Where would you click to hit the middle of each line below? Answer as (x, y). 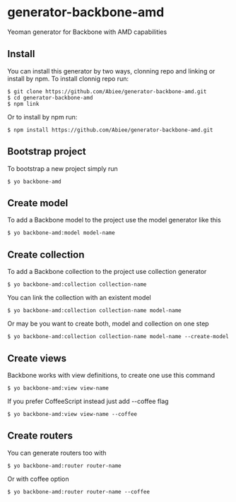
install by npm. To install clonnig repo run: (68, 78)
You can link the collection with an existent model (79, 298)
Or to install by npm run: (42, 116)
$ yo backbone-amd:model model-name (61, 233)
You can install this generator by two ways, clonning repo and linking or (111, 71)
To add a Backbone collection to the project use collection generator (107, 272)
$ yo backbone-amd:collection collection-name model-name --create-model (118, 337)
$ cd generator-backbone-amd (50, 97)
